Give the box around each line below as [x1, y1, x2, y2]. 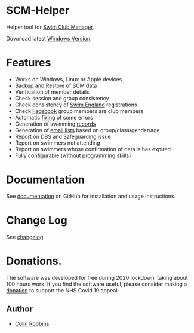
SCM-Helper [6, 4, 70, 17]
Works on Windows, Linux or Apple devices [14, 75, 122, 83]
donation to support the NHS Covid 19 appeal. [6, 286, 119, 294]
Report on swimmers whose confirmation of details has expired [14, 145, 171, 152]
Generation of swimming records [14, 120, 96, 127]
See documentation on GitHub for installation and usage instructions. [6, 193, 176, 200]
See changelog [6, 233, 44, 240]
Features [6, 56, 51, 69]
